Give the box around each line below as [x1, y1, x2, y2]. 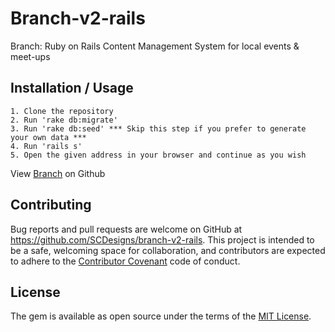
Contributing [10, 197, 92, 214]
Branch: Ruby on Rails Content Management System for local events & [10, 40, 300, 52]
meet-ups [10, 50, 51, 62]
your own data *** [10, 132, 87, 142]
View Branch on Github [10, 167, 106, 179]
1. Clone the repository [10, 106, 114, 116]
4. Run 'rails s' [10, 141, 83, 151]
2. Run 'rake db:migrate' [10, 115, 118, 125]
